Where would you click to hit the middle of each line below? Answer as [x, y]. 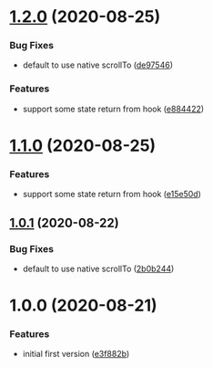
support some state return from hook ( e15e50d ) [112, 195]
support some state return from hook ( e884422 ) [113, 109]
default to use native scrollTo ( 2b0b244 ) [98, 268]
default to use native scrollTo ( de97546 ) [97, 65]
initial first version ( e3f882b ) [76, 354]
